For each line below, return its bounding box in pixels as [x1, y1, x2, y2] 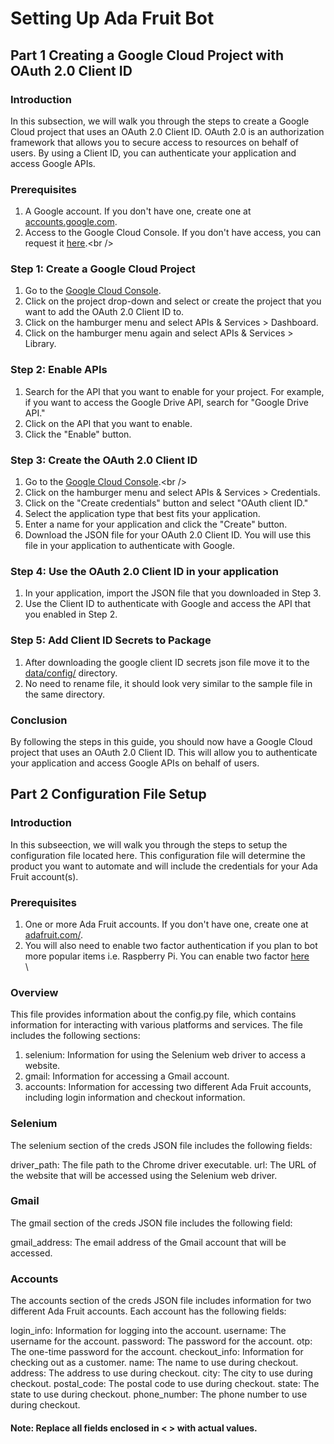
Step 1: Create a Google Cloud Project [10, 262, 196, 276]
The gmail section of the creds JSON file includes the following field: [10, 1217, 293, 1229]
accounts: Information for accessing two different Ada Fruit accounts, [24, 1081, 312, 1093]
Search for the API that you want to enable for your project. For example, [24, 385, 325, 397]
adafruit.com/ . [24, 928, 84, 941]
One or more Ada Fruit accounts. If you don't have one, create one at [24, 918, 309, 930]
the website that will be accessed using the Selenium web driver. [10, 1169, 278, 1181]
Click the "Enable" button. [24, 428, 132, 440]
